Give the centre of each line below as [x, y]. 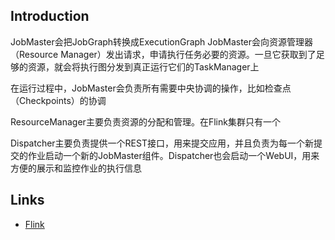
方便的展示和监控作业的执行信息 [76, 168]
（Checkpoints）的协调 [58, 100]
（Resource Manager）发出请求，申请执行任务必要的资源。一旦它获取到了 [163, 54]
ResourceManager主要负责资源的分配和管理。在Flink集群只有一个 [145, 121]
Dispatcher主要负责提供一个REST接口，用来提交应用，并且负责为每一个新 [162, 143]
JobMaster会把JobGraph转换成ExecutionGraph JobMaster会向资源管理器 [162, 41]
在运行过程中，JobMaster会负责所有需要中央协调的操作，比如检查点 [151, 88]
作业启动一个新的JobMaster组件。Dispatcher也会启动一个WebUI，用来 [173, 155]
